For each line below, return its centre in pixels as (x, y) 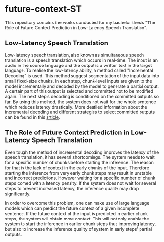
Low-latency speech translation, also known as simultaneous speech (75, 55)
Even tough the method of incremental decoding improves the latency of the (82, 152)
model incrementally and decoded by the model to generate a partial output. (82, 86)
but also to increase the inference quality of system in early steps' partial (79, 229)
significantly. (18, 194)
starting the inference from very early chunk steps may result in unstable (79, 173)
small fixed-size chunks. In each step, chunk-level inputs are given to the (79, 81)
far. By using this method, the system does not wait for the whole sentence (81, 102)
